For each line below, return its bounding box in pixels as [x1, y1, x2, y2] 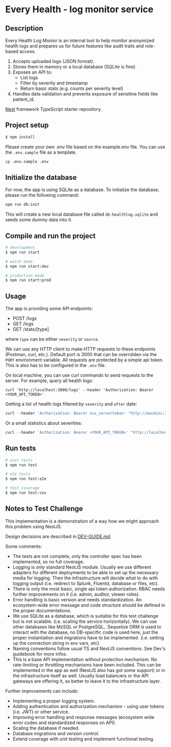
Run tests [5, 444, 36, 453]
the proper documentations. [12, 607, 72, 614]
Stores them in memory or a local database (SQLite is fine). [12, 64, 137, 69]
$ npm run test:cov [5, 491, 47, 496]
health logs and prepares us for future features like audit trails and [5, 43, 144, 49]
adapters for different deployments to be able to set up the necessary [12, 569, 159, 575]
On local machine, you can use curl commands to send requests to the [5, 372, 154, 379]
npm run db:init [5, 202, 40, 207]
